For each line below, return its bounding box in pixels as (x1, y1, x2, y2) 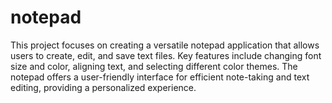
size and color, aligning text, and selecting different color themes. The (10, 60, 298, 72)
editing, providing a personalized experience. (10, 81, 197, 93)
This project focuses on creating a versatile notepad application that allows (10, 39, 320, 51)
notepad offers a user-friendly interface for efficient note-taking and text (10, 71, 310, 83)
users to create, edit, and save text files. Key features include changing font (10, 49, 322, 61)
